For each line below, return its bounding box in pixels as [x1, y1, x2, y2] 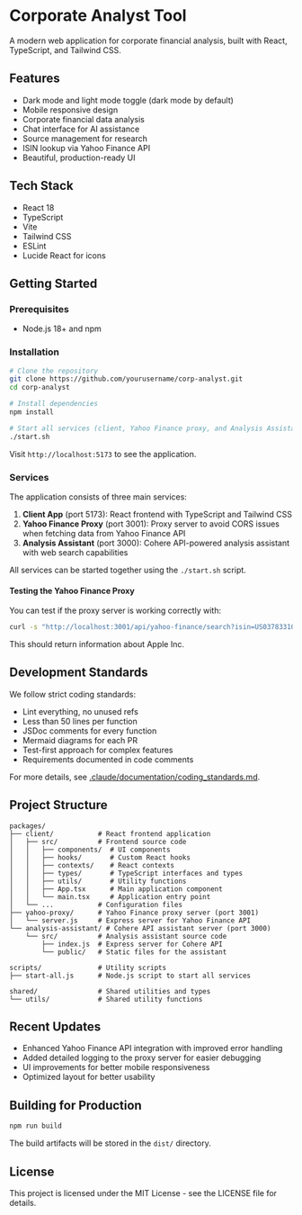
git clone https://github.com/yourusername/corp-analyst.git [9, 374, 244, 383]
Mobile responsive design [22, 104, 119, 115]
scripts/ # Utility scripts [9, 963, 167, 972]
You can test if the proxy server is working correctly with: [9, 605, 222, 616]
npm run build [9, 1121, 63, 1130]
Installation [9, 346, 60, 358]
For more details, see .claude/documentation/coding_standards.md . [9, 771, 261, 782]
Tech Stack [9, 178, 74, 193]
